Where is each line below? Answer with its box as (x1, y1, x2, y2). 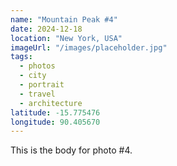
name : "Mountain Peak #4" (10, 14, 118, 25)
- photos (19, 61, 56, 71)
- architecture (19, 98, 83, 108)
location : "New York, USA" (10, 33, 123, 43)
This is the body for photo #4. (10, 144, 133, 156)
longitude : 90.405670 (10, 117, 101, 127)
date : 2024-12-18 (10, 24, 83, 34)
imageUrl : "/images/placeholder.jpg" (10, 42, 168, 53)
